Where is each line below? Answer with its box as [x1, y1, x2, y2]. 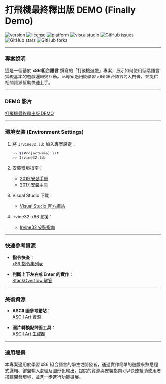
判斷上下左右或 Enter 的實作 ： [12, 271, 74, 277]
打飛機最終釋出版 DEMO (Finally [5, 4, 136, 16]
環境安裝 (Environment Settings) [5, 129, 84, 136]
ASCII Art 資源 [12, 314, 41, 320]
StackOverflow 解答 [12, 277, 53, 283]
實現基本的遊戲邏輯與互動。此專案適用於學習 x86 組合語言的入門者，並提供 [5, 74, 158, 79]
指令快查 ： [12, 254, 35, 260]
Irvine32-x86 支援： [12, 213, 53, 219]
